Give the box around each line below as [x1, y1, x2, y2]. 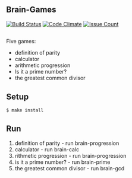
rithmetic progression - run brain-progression [14, 152, 127, 159]
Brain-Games [6, 5, 56, 15]
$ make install [6, 107, 44, 113]
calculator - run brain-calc [14, 145, 80, 153]
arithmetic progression [14, 62, 71, 69]
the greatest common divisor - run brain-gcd [14, 164, 125, 171]
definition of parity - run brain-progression [14, 139, 120, 147]
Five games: [6, 38, 36, 45]
